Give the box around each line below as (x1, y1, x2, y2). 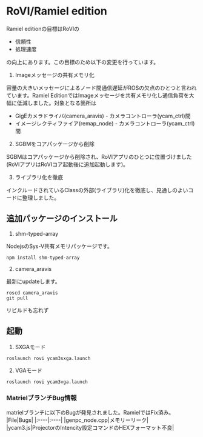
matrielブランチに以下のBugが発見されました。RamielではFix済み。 (6, 409, 175, 416)
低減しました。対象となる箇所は (16, 99, 97, 107)
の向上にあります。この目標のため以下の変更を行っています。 (6, 58, 159, 65)
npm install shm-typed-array (6, 255, 80, 261)
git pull (6, 295, 28, 301)
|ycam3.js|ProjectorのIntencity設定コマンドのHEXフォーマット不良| (6, 424, 175, 431)
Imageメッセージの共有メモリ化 (15, 71, 95, 78)
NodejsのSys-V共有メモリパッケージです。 (6, 242, 113, 250)
